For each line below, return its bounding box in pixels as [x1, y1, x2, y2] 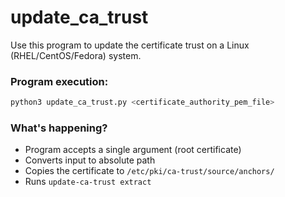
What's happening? [10, 121, 108, 135]
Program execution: [10, 74, 109, 88]
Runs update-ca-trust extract [24, 176, 152, 188]
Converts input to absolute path [24, 154, 156, 166]
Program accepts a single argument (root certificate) [24, 144, 242, 156]
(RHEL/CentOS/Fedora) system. [10, 49, 142, 61]
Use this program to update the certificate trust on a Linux [10, 39, 250, 51]
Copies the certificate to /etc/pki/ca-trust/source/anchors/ [24, 165, 275, 177]
